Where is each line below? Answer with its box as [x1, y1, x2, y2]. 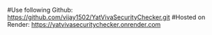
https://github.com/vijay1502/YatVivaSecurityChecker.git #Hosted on [7, 13, 206, 21]
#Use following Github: [7, 6, 73, 14]
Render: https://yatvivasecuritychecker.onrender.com [7, 21, 161, 28]
